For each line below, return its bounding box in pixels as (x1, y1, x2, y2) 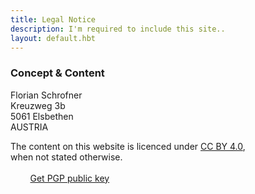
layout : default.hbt (10, 33, 97, 43)
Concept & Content (10, 66, 105, 80)
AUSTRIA (10, 121, 49, 133)
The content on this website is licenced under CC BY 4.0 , (10, 140, 246, 152)
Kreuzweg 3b (10, 99, 66, 111)
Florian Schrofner (10, 89, 83, 101)
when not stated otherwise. (10, 151, 123, 163)
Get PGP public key (29, 172, 110, 184)
